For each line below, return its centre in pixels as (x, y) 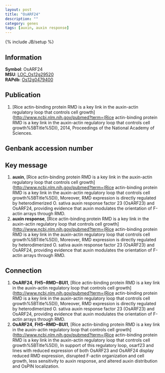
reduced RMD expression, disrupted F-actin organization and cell (78, 356)
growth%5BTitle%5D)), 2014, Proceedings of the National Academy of (83, 128)
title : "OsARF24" (23, 14)
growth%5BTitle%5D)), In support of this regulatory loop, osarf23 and (83, 345)
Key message (26, 165)
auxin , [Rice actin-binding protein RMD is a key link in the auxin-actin (82, 177)
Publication (23, 95)
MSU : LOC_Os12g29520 (29, 74)
